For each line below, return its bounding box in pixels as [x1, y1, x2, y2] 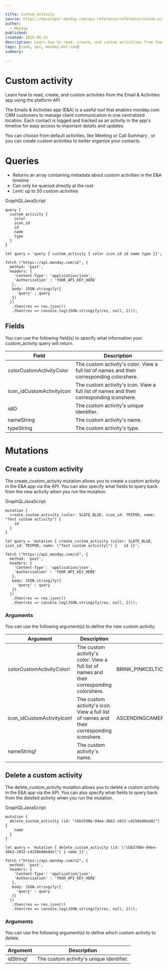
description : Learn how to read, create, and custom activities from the [5, 40, 162, 45]
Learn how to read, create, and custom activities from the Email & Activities [5, 91, 160, 98]
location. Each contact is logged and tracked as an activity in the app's [5, 117, 151, 123]
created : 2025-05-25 [5, 35, 48, 40]
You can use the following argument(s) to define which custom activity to [5, 929, 156, 935]
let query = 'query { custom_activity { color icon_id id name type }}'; [5, 251, 162, 256]
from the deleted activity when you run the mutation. [5, 795, 113, 801]
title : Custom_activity [5, 12, 55, 17]
